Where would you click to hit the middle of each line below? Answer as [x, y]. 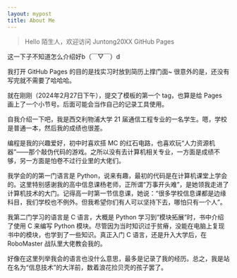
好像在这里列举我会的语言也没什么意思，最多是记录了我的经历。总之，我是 [115, 258]
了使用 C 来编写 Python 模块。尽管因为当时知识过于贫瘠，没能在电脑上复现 [116, 226]
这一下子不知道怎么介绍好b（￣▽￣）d [64, 56]
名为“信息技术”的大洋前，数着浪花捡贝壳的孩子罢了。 [90, 267]
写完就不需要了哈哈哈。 [41, 80]
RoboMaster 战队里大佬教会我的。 [57, 243]
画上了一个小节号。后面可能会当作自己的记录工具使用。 [87, 104]
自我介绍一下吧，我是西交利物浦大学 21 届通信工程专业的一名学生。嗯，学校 [117, 119]
